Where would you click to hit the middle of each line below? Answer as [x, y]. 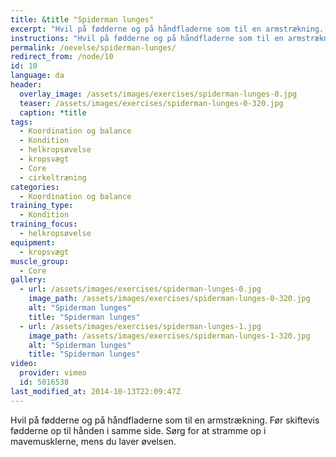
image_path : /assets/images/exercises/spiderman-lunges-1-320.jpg [169, 336]
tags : [21, 122]
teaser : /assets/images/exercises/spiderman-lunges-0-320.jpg [151, 103]
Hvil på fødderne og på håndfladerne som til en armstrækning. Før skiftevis [165, 420]
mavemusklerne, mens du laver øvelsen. [93, 441]
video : [24, 364]
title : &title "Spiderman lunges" [82, 19]
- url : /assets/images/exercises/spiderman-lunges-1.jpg [140, 326]
